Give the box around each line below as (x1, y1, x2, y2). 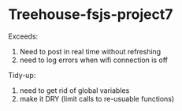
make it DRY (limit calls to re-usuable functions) (19, 94, 175, 103)
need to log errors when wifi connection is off (19, 55, 168, 65)
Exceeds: (8, 31, 39, 41)
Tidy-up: (8, 70, 36, 80)
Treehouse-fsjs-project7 (8, 6, 173, 24)
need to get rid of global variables (19, 85, 130, 95)
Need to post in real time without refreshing (19, 46, 162, 56)
